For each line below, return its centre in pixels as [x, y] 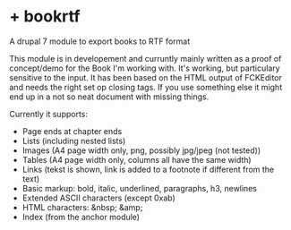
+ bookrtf [45, 17]
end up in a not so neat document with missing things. [109, 97]
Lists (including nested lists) [74, 141]
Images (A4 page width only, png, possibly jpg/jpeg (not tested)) [141, 150]
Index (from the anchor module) [81, 217]
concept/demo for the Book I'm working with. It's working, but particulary [145, 68]
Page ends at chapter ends [72, 131]
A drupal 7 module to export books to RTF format [100, 41]
